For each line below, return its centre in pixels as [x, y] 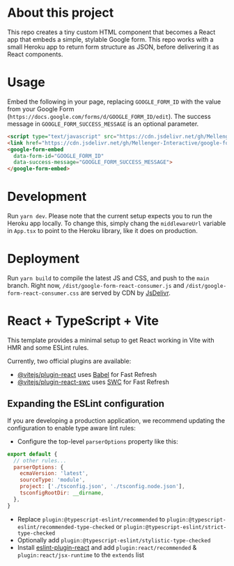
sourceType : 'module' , [53, 480]
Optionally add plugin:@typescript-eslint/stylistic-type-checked [114, 540]
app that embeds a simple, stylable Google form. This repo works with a [110, 39]
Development [47, 197]
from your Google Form [41, 108]
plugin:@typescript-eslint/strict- [175, 527]
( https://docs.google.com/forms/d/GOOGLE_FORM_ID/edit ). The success [109, 116]
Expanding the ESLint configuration [86, 404]
